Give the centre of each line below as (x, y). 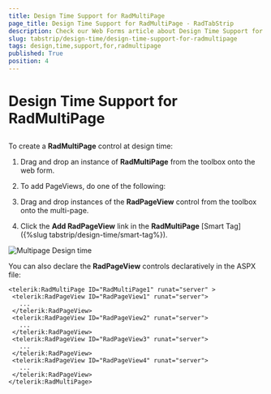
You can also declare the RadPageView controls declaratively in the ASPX (132, 266)
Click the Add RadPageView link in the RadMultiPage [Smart (122, 226)
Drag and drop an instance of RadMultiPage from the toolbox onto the (138, 162)
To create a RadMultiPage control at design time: (90, 146)
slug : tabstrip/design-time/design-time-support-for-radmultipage (123, 39)
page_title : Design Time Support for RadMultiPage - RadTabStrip (121, 24)
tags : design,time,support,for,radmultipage (85, 46)
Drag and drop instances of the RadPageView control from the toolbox (138, 202)
